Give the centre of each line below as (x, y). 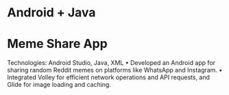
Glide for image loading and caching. (59, 85)
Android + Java (51, 13)
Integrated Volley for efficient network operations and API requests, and (109, 77)
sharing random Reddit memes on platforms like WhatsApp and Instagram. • (115, 70)
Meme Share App (57, 44)
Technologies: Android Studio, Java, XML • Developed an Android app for (111, 63)
